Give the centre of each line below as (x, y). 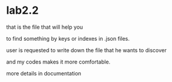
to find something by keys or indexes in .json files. (68, 38)
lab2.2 (22, 10)
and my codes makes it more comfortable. (58, 62)
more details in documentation (44, 73)
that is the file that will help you (45, 27)
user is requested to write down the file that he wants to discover (86, 50)
